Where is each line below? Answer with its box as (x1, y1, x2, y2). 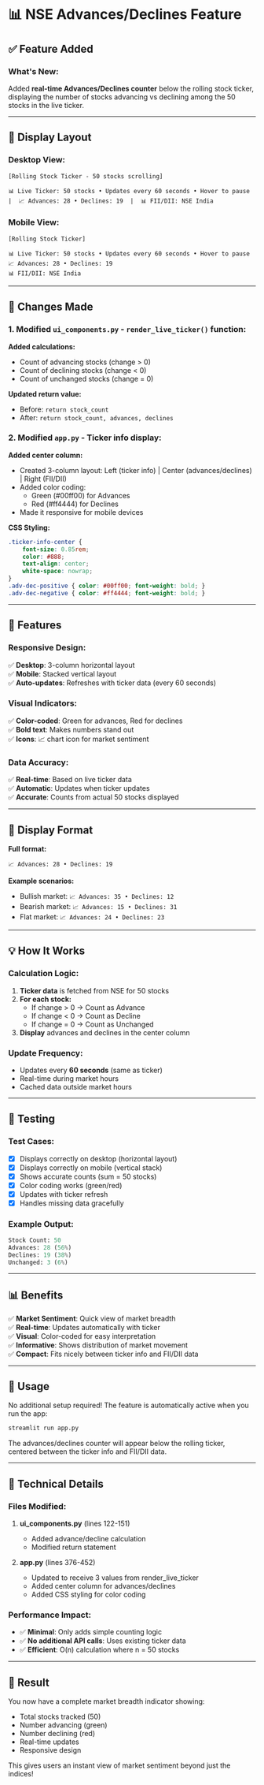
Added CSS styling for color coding (31, 1589, 146, 1599)
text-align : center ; (22, 560, 90, 568)
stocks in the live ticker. (8, 100, 85, 110)
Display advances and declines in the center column (19, 1027, 190, 1037)
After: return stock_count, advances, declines (19, 412, 174, 422)
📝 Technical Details (8, 1477, 104, 1490)
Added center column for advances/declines (31, 1581, 176, 1590)
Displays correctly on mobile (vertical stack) (19, 1163, 163, 1172)
